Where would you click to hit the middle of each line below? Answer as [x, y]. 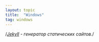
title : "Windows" [25, 15]
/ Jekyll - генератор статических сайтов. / [50, 34]
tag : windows [19, 19]
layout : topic [20, 10]
